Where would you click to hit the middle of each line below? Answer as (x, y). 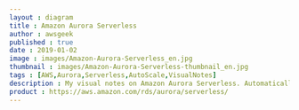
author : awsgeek (41, 34)
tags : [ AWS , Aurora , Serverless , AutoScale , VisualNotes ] (113, 75)
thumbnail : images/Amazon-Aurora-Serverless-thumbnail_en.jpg (129, 67)
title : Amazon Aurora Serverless (73, 26)
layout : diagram (41, 17)
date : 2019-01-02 (43, 51)
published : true (41, 42)
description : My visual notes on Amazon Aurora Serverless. (125, 83)
